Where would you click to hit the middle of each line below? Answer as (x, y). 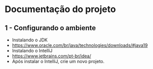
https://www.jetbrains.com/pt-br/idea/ (52, 56)
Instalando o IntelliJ (32, 51)
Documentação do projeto (60, 9)
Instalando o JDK (30, 40)
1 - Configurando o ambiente (50, 28)
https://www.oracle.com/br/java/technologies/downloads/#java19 (80, 45)
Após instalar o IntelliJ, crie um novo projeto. (58, 61)
